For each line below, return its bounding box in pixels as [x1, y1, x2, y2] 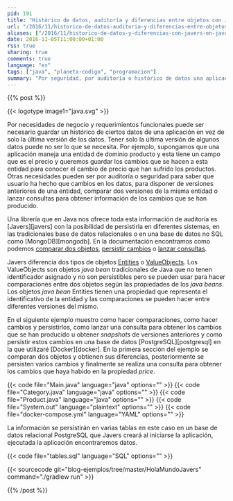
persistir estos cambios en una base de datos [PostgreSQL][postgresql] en [7, 338, 221, 346]
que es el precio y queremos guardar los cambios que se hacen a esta [7, 158, 208, 166]
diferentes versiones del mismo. [7, 303, 99, 311]
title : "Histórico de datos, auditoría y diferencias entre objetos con [7, 17, 222, 24]
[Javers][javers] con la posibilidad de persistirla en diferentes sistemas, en [7, 223, 220, 231]
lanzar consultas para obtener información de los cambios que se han [7, 194, 207, 203]
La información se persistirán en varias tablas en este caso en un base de [7, 424, 218, 432]
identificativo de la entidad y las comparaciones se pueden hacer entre [7, 295, 210, 303]
